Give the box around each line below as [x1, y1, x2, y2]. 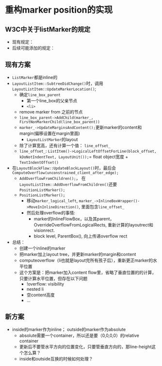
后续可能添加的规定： [12, 45, 55, 51]
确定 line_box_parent [19, 92, 61, 97]
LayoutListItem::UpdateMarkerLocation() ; [12, 86, 97, 92]
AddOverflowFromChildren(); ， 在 [19, 175, 86, 181]
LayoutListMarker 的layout [26, 136, 78, 142]
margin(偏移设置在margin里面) [19, 130, 80, 136]
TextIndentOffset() [19, 160, 59, 165]
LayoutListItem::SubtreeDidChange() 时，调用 [12, 80, 103, 86]
